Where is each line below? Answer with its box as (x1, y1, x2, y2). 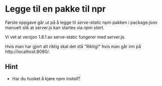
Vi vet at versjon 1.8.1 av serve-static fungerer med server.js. (5, 34, 126, 40)
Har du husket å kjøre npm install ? (12, 75, 81, 81)
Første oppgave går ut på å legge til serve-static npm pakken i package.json (5, 19, 158, 25)
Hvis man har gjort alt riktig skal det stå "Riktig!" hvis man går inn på (5, 43, 142, 49)
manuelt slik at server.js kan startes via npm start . (5, 24, 104, 30)
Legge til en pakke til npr (5, 3, 106, 15)
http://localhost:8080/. (5, 49, 50, 54)
